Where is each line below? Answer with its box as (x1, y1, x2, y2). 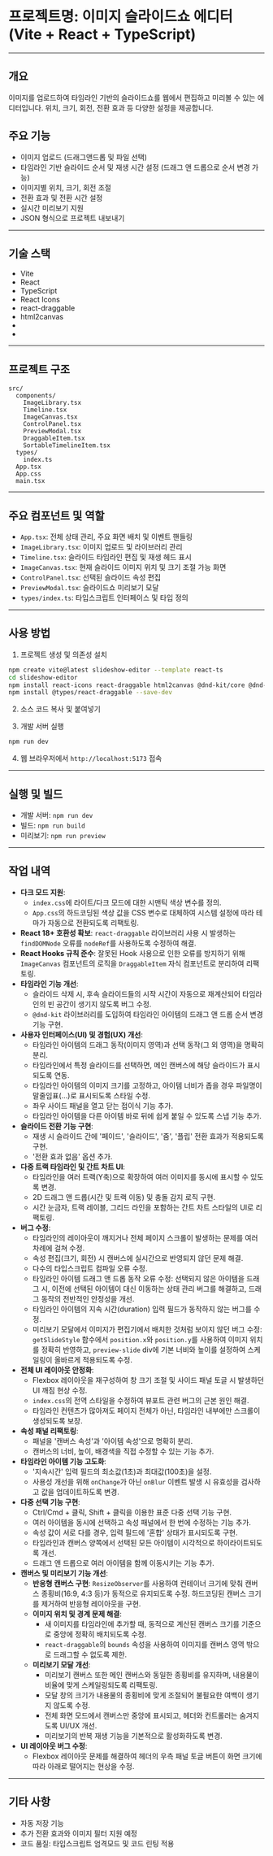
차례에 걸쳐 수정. (32, 1243, 85, 1253)
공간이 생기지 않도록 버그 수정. (56, 999, 152, 1009)
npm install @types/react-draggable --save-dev (8, 689, 173, 697)
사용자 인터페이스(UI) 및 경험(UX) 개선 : (19, 1029, 144, 1039)
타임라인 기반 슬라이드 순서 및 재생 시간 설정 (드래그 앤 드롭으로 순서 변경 (19, 162, 250, 172)
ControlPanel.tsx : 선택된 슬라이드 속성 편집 (19, 572, 161, 582)
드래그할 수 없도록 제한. (53, 1650, 128, 1659)
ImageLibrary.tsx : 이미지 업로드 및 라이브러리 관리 (19, 542, 183, 551)
